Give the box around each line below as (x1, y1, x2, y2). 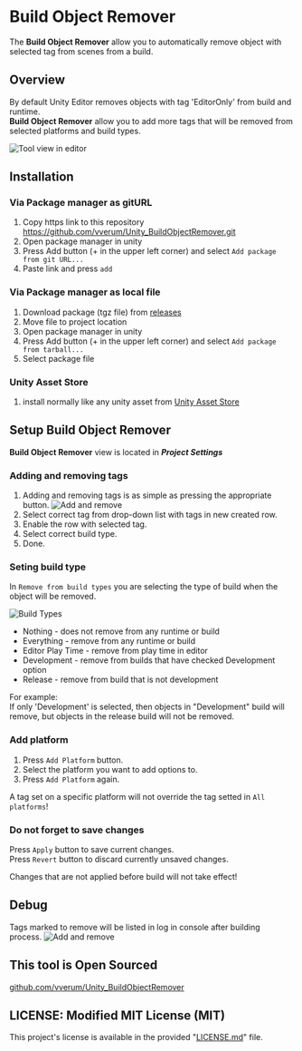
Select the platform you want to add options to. (22, 764, 198, 774)
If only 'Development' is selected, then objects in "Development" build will (9, 701, 285, 713)
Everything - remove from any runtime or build (22, 636, 196, 647)
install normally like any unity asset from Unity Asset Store (22, 396, 240, 407)
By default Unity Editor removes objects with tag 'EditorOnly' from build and (9, 96, 292, 107)
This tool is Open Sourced (9, 958, 158, 973)
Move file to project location (22, 316, 127, 327)
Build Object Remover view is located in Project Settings (9, 446, 223, 457)
